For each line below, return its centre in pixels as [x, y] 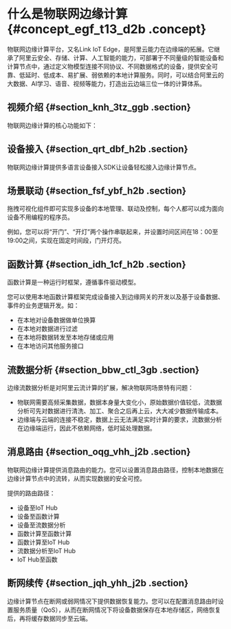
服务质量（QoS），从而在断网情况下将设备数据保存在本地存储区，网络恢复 [117, 610]
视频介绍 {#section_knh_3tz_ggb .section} [99, 107]
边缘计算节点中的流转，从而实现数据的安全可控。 [76, 478]
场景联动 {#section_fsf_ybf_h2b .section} [97, 190]
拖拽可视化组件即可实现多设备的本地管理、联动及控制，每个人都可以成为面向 [115, 209]
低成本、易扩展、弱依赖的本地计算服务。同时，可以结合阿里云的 [133, 75]
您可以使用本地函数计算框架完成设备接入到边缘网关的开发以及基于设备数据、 [115, 297]
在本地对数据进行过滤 [47, 329]
